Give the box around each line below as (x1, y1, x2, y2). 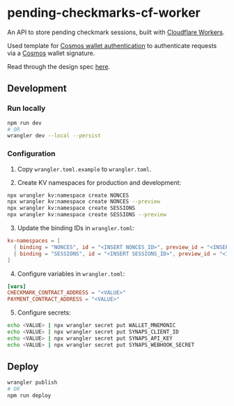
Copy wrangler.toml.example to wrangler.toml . (17, 165, 152, 173)
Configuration (7, 149, 56, 158)
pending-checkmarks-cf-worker (7, 5, 201, 21)
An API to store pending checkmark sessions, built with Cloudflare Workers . (7, 28, 225, 36)
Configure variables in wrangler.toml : (17, 269, 125, 278)
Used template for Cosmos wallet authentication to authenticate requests (7, 41, 217, 50)
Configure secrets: (17, 308, 71, 317)
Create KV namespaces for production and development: (17, 178, 182, 186)
